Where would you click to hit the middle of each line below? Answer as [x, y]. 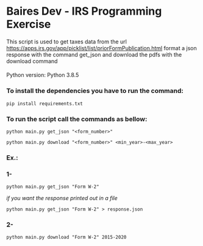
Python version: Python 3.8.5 [43, 75]
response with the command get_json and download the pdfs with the [94, 54]
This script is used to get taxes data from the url [66, 42]
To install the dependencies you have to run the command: [95, 91]
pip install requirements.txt [45, 103]
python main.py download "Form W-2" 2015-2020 [66, 237]
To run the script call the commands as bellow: [77, 119]
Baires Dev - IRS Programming [84, 11]
